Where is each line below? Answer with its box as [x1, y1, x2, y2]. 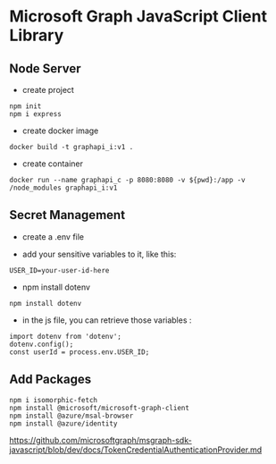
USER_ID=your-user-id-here [9, 266, 110, 274]
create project [21, 85, 74, 95]
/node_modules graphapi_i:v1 [9, 183, 118, 192]
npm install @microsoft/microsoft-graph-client [9, 403, 190, 412]
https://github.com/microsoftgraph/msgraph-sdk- [9, 434, 192, 445]
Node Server [9, 61, 82, 76]
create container [21, 158, 83, 169]
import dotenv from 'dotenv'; [9, 332, 122, 341]
